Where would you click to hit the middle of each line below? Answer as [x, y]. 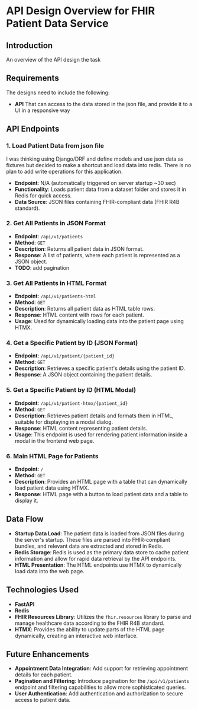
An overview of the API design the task [53, 60]
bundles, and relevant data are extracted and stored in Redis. [89, 546]
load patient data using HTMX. [52, 488]
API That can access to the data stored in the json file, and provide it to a [103, 104]
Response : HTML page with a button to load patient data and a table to [101, 494]
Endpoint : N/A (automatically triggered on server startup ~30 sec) [95, 183]
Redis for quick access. [43, 195]
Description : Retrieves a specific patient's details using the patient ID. [100, 368]
